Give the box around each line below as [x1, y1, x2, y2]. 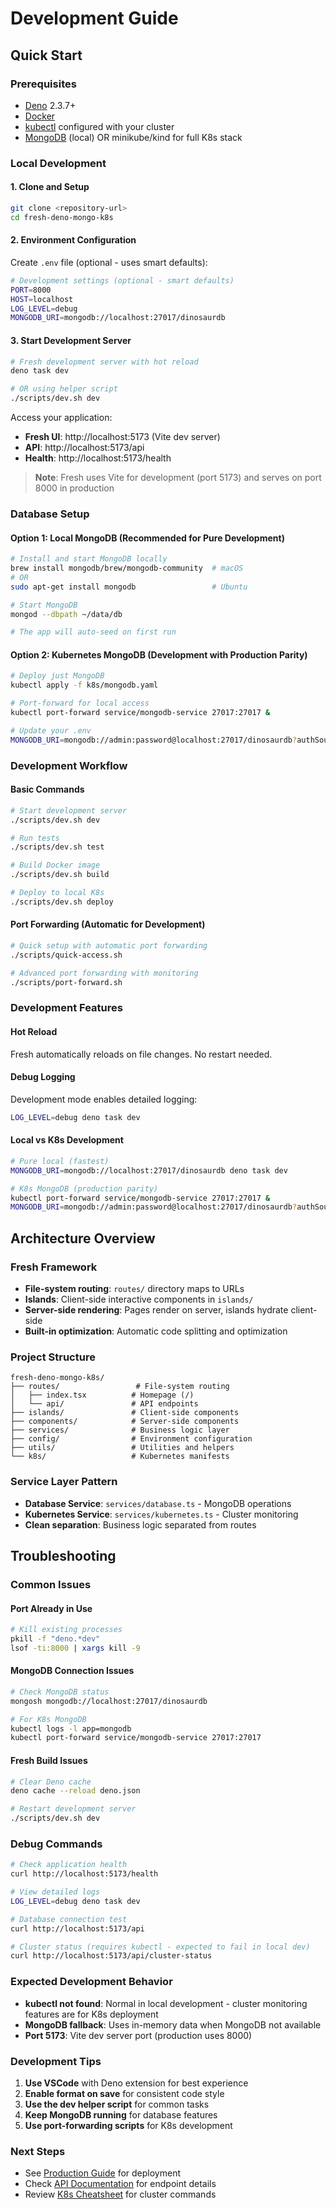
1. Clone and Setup [10, 181, 90, 193]
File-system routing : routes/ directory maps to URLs [24, 1283, 245, 1295]
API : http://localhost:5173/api [24, 442, 145, 454]
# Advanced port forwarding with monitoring [10, 968, 199, 978]
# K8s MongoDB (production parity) [10, 1183, 159, 1194]
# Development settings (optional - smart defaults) [10, 275, 235, 286]
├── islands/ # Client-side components [10, 1408, 240, 1418]
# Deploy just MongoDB [10, 671, 105, 681]
